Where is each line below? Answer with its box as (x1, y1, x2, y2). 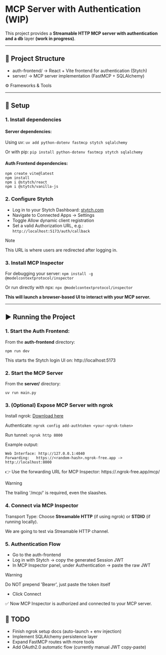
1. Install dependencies (5, 116, 62, 123)
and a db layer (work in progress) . (5, 36, 76, 41)
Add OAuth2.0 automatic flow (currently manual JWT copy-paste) (12, 644, 147, 650)
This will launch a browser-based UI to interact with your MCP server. (5, 294, 151, 300)
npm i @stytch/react (5, 180, 48, 185)
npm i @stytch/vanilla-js (5, 184, 58, 189)
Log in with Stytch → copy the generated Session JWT (12, 557, 124, 563)
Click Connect (12, 591, 41, 597)
